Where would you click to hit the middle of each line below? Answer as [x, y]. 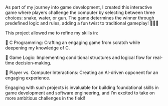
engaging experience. [28, 78]
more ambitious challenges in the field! [45, 98]
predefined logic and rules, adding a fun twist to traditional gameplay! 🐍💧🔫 [82, 23]
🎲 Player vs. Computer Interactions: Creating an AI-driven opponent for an [82, 72]
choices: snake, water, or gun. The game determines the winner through [80, 18]
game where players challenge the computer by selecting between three [80, 12]
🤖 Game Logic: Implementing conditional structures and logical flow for [78, 57]
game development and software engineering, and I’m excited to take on [80, 93]
